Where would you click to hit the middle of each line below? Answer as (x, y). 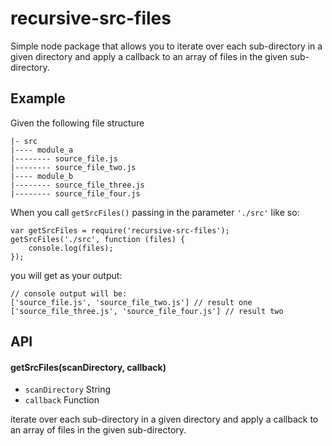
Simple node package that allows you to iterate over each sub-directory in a (166, 46)
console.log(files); (71, 248)
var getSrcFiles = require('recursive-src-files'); (120, 230)
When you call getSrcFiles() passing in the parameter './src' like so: (155, 212)
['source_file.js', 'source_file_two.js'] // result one (131, 302)
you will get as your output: (66, 275)
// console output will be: (69, 293)
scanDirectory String (68, 389)
